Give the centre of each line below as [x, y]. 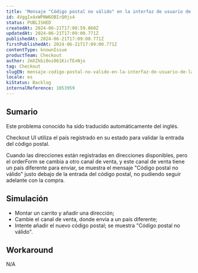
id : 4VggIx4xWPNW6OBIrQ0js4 [41, 17]
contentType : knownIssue [37, 50]
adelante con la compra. [35, 180]
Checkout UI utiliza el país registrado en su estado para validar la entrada [95, 137]
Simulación [27, 199]
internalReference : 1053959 [41, 88]
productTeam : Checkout [34, 55]
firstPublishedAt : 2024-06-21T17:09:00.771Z [62, 45]
